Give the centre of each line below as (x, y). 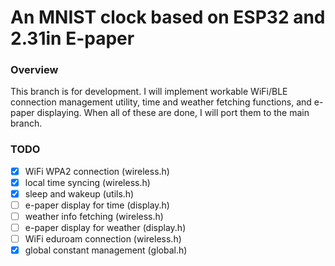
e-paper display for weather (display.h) (105, 228)
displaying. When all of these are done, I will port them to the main (173, 113)
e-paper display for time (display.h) (97, 205)
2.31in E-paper (72, 38)
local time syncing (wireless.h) (87, 182)
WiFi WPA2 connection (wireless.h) (97, 171)
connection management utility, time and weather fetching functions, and (161, 102)
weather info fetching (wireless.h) (94, 217)
